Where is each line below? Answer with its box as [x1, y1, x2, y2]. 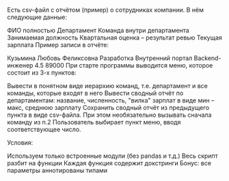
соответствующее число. [7, 126, 81, 133]
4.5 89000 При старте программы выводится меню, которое [34, 61, 213, 69]
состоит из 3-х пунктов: [7, 68, 77, 76]
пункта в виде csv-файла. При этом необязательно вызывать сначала [7, 111, 212, 119]
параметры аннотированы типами [7, 167, 108, 174]
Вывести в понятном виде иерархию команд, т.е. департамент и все [7, 82, 208, 89]
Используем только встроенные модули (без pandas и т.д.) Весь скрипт [7, 152, 219, 160]
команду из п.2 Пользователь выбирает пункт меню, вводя [7, 118, 181, 126]
